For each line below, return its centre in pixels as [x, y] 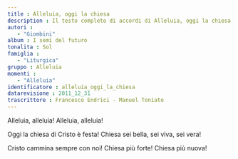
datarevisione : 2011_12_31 [49, 93]
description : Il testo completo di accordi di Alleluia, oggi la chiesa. [121, 21]
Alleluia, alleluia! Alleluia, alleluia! [55, 120]
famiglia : [24, 54]
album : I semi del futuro [47, 41]
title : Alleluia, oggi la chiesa [59, 14]
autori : [20, 27]
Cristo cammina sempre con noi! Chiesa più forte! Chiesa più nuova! [107, 148]
